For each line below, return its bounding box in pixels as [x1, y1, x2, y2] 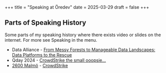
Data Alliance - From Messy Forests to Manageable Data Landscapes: [11, 47, 156, 53]
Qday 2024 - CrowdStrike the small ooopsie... [11, 57, 106, 63]
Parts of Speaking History [4, 18, 87, 27]
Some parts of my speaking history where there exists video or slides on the [4, 32, 162, 38]
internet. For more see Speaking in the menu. [4, 37, 98, 43]
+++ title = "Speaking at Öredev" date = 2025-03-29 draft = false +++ [4, 4, 150, 10]
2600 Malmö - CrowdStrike [11, 62, 68, 69]
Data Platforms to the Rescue [11, 52, 72, 58]
